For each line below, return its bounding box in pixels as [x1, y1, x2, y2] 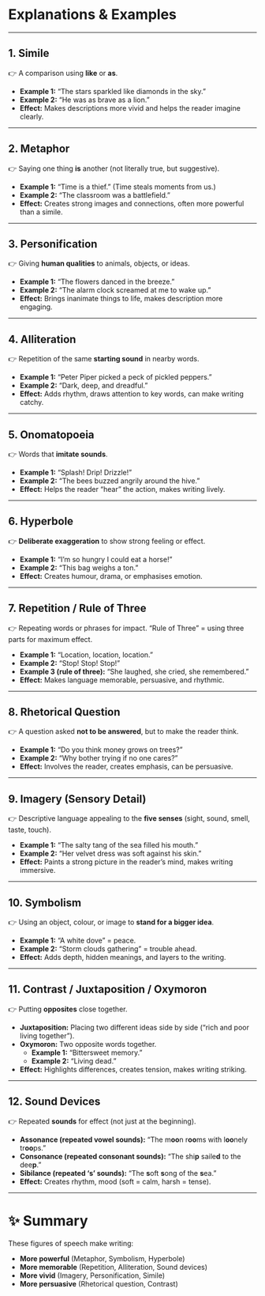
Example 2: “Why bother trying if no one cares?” [19, 754, 178, 763]
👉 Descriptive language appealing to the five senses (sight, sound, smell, [8, 814, 251, 823]
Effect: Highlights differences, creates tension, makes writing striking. [19, 1064, 247, 1074]
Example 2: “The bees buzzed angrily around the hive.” [19, 476, 200, 486]
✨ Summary [8, 1211, 88, 1230]
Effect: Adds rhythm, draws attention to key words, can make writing [19, 389, 244, 399]
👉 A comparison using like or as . [8, 68, 118, 77]
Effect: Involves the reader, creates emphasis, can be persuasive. [19, 761, 233, 772]
